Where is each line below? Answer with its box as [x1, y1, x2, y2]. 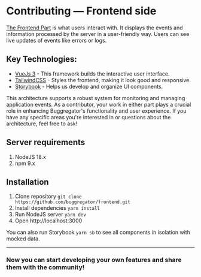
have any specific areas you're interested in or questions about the [6, 113, 171, 121]
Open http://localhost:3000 [14, 217, 83, 224]
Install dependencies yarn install [14, 204, 100, 212]
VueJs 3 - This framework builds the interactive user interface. [14, 70, 170, 77]
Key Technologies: [6, 54, 78, 64]
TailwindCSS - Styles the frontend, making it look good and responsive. [14, 76, 191, 83]
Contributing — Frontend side [6, 4, 157, 18]
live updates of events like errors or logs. [6, 37, 107, 44]
